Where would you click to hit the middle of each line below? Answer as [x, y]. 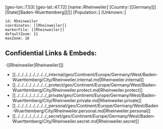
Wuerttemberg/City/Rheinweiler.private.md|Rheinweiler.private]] [77, 100]
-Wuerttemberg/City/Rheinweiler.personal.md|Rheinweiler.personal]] [81, 111]
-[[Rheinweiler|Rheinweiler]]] [34, 65]
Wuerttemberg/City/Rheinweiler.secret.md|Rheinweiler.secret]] [76, 121]
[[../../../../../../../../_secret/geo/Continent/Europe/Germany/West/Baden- [84, 116]
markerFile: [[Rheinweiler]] [35, 30]
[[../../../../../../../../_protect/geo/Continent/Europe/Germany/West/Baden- [85, 85]
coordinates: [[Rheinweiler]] [36, 25]
